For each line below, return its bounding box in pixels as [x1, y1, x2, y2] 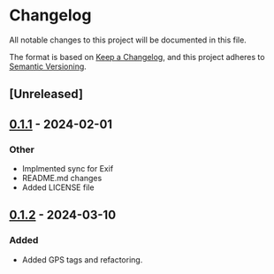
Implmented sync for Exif [21, 164, 114, 174]
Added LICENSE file [21, 182, 95, 193]
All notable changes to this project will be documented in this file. [9, 34, 247, 45]
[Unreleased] [9, 87, 84, 102]
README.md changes [21, 173, 103, 184]
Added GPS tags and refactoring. [21, 254, 143, 265]
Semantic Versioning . [9, 61, 87, 72]
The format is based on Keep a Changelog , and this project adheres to [9, 51, 265, 62]
